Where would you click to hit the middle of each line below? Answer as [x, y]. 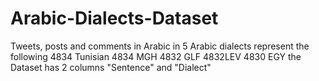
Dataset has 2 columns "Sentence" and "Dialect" [111, 67]
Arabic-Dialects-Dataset [114, 18]
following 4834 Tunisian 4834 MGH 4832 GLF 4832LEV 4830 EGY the [156, 56]
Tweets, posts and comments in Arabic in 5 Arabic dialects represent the [160, 46]
